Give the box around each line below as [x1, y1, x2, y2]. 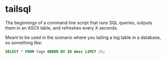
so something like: [5, 39, 43, 45]
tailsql [5, 3, 31, 15]
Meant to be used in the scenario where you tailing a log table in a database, [5, 34, 161, 40]
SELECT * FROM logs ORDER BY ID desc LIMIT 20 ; [5, 49, 106, 54]
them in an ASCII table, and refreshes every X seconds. [5, 25, 118, 30]
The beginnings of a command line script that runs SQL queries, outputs [5, 20, 153, 26]
